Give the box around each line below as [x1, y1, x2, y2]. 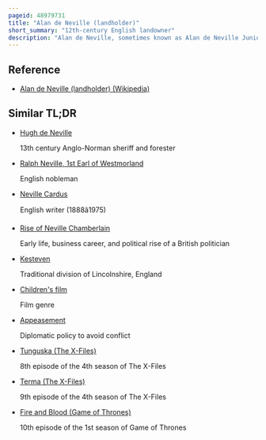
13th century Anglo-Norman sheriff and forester [19, 143, 176, 153]
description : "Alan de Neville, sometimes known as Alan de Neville [8, 33, 239, 42]
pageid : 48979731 [8, 11, 66, 20]
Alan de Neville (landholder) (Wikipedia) [19, 84, 150, 93]
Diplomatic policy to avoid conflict [19, 330, 131, 340]
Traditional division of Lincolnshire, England [19, 269, 162, 279]
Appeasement [19, 315, 66, 324]
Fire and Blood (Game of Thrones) [19, 407, 132, 416]
